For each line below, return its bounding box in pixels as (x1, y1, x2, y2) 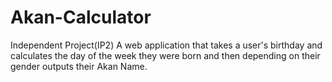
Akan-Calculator (10, 6, 152, 29)
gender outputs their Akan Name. (10, 60, 148, 72)
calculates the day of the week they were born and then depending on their (10, 49, 321, 61)
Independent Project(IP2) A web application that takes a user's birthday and (10, 39, 323, 51)
